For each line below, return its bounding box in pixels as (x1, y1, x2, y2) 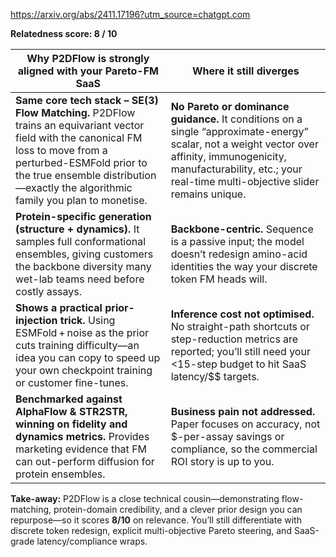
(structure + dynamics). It (15, 222, 140, 236)
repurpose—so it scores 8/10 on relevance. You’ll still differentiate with (10, 514, 302, 526)
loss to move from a (15, 144, 108, 157)
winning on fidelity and (15, 417, 128, 431)
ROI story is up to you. (170, 455, 275, 468)
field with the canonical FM (15, 131, 143, 144)
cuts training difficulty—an (15, 339, 140, 352)
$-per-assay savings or (170, 430, 285, 443)
